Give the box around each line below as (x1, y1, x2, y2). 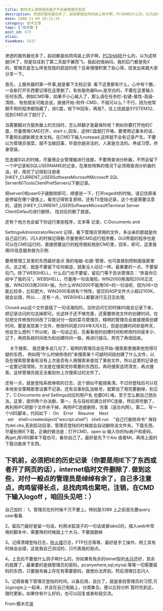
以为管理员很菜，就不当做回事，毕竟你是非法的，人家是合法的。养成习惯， (5, 140, 154, 146)
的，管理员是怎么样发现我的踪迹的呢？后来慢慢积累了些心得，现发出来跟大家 (5, 65, 158, 70)
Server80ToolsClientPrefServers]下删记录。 (5, 180, 93, 186)
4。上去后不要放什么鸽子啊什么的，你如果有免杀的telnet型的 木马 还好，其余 (5, 556, 155, 561)
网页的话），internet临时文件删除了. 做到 (24, 465, 145, 474)
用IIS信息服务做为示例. (5, 247, 50, 253)
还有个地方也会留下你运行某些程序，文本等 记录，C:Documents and (5, 219, 140, 225)
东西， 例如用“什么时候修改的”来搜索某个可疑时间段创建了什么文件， (13, 351, 150, 357)
